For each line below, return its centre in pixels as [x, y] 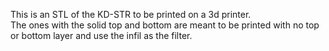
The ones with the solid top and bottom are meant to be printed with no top [165, 25]
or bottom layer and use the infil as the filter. [101, 35]
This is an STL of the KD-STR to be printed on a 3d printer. [131, 14]
